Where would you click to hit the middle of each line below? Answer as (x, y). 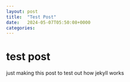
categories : (21, 28)
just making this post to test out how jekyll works (65, 73)
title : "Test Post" (31, 17)
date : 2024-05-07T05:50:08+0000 (49, 22)
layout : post (22, 11)
